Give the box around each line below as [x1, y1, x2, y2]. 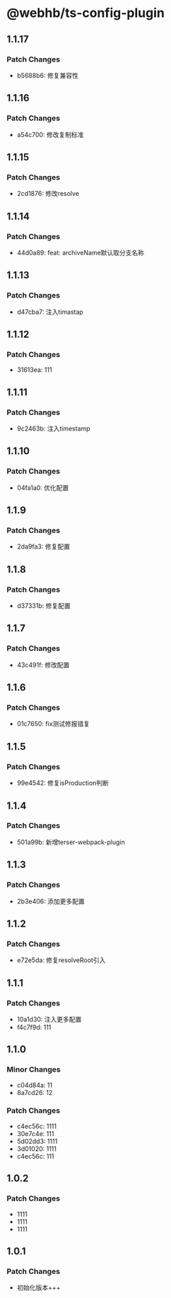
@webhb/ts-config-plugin [6, 5, 165, 21]
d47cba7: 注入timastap [16, 308, 84, 316]
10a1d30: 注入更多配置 [16, 1015, 82, 1023]
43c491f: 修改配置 [16, 660, 70, 669]
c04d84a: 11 [16, 1080, 53, 1089]
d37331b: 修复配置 [16, 602, 71, 610]
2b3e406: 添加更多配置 [16, 896, 85, 906]
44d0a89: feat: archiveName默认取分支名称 [16, 248, 145, 257]
